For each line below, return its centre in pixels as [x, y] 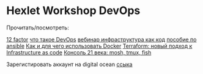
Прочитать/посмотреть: [38, 28]
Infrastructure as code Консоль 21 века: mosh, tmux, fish [79, 52]
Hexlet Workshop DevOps [73, 11]
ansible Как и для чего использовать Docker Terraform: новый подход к [99, 46]
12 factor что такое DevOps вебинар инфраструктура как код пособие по [102, 39]
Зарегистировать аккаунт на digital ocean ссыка [69, 64]
